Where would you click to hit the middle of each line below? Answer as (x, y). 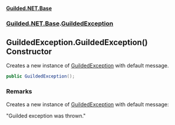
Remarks (19, 92)
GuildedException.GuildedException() (77, 42)
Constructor (29, 51)
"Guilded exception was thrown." (46, 116)
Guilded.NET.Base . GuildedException (60, 23)
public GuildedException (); (41, 76)
